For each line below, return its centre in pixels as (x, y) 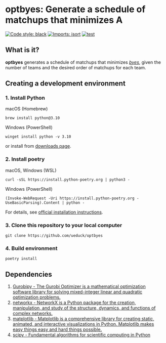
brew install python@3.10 (32, 118)
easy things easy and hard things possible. (57, 329)
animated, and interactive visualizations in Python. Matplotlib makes (83, 324)
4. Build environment (31, 248)
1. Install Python (25, 98)
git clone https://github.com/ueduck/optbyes (54, 236)
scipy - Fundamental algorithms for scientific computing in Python (81, 335)
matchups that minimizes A (64, 20)
